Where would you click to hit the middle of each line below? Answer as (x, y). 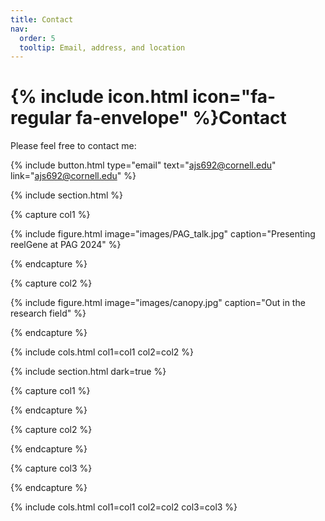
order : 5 (37, 38)
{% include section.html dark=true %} (88, 372)
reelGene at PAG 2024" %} (66, 245)
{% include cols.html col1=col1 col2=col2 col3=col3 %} (124, 507)
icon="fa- (234, 97)
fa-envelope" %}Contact (181, 118)
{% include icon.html (99, 97)
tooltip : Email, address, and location (102, 47)
